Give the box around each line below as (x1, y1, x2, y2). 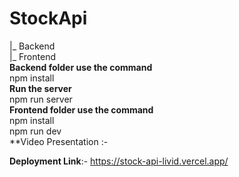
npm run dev (9, 125, 62, 137)
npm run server (9, 93, 73, 105)
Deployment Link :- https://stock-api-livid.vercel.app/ (9, 155, 229, 167)
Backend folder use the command (9, 61, 153, 73)
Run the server (9, 82, 72, 94)
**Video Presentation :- (9, 135, 109, 147)
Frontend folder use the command (9, 103, 154, 116)
